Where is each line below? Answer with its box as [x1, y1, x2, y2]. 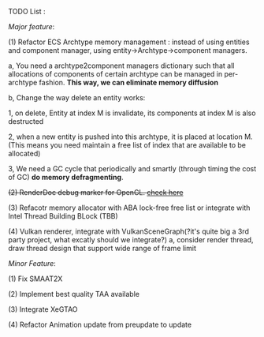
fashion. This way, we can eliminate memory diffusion [39, 78, 219, 87]
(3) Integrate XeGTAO [8, 305, 78, 314]
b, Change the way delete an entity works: [8, 93, 146, 102]
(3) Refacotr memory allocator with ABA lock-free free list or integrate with [8, 203, 251, 212]
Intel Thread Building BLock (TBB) [8, 212, 118, 220]
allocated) [8, 149, 41, 158]
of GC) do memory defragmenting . [8, 173, 124, 182]
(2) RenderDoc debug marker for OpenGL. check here [8, 188, 184, 197]
